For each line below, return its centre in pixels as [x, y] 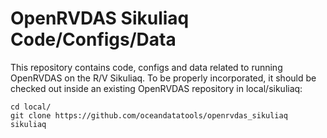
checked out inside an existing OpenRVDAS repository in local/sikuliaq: [156, 88]
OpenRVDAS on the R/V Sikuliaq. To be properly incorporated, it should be [163, 78]
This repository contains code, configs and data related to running [146, 67]
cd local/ [31, 107]
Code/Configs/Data [93, 39]
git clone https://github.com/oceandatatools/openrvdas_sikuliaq [149, 115]
